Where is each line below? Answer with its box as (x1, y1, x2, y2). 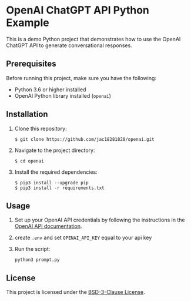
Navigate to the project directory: (14, 147, 95, 154)
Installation (6, 110, 48, 120)
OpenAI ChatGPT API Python (6, 4, 150, 17)
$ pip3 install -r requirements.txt (14, 185, 105, 191)
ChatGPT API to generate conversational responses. (6, 42, 132, 49)
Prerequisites (6, 59, 56, 69)
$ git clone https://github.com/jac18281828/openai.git (14, 136, 155, 142)
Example (6, 16, 49, 29)
